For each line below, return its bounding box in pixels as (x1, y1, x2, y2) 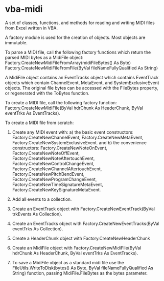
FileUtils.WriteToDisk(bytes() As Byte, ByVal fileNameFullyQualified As (12, 265, 153, 271)
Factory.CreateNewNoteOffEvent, (12, 150, 80, 156)
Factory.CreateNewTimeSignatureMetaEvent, (12, 181, 104, 187)
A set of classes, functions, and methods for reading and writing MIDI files (5, 20, 155, 26)
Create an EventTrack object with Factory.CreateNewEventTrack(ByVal (12, 206, 155, 212)
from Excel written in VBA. (5, 25, 58, 31)
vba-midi (5, 3, 43, 15)
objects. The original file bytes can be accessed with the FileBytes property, (5, 85, 159, 91)
